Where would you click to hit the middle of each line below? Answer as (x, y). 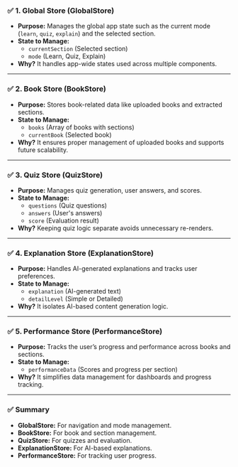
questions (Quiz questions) (68, 205)
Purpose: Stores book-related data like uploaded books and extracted (120, 104)
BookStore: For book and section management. (87, 433)
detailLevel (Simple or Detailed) (76, 299)
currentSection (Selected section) (78, 49)
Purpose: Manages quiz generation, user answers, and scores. (109, 190)
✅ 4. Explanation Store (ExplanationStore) (81, 253)
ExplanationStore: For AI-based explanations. (85, 448)
